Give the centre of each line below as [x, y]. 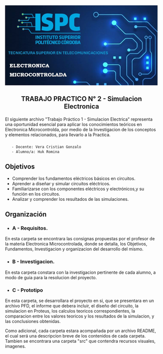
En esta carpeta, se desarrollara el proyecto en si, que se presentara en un [80, 301]
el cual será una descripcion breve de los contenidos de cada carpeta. [75, 336]
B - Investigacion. [33, 262]
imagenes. [16, 346]
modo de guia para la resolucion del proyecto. [51, 277]
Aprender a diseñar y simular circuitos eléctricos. [61, 183]
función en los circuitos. [36, 194]
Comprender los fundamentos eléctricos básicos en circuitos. [74, 178]
